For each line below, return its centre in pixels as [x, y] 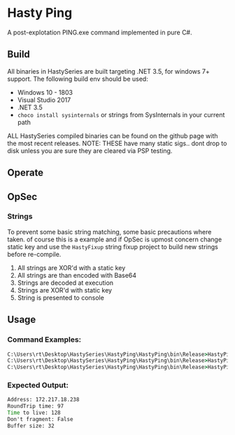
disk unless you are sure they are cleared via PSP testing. [90, 150]
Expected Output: [38, 385]
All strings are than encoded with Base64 [77, 275]
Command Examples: [44, 340]
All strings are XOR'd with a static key [71, 267]
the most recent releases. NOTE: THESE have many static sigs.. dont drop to [117, 143]
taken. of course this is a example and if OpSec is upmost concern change [115, 239]
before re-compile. [34, 254]
